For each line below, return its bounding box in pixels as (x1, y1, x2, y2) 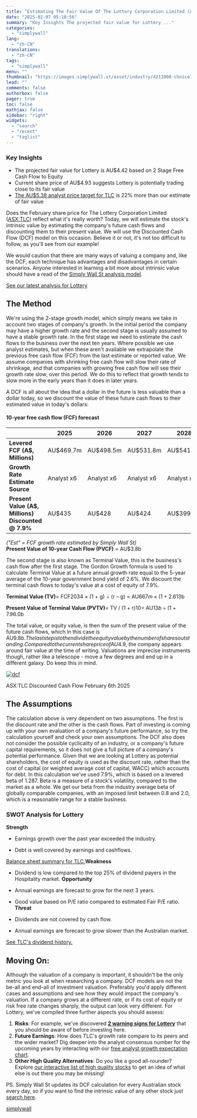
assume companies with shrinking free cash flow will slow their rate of (6, 358, 176, 365)
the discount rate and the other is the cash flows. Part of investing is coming (6, 721, 191, 728)
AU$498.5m (87, 447, 122, 455)
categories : (6, 25, 35, 31)
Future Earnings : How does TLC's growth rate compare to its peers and (14, 1032, 189, 1039)
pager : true (6, 96, 35, 102)
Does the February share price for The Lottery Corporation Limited (6, 210, 167, 217)
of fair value (14, 198, 44, 205)
